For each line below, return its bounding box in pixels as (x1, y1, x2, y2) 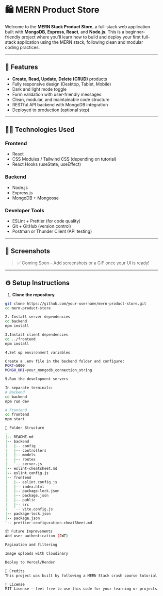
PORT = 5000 (5, 363, 25, 368)
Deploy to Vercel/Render (5, 560, 55, 564)
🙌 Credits (5, 568, 25, 574)
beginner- (125, 29, 146, 34)
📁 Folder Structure (5, 426, 45, 430)
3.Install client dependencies (5, 332, 68, 337)
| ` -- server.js (5, 461, 42, 467)
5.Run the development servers (5, 376, 68, 382)
